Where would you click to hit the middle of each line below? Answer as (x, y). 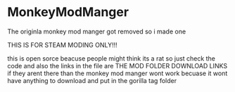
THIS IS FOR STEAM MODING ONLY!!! (62, 45)
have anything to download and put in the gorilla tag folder (92, 80)
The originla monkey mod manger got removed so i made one (97, 31)
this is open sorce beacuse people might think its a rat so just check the (112, 58)
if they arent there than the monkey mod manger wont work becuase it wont (118, 73)
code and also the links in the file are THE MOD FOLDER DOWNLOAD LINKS (117, 66)
